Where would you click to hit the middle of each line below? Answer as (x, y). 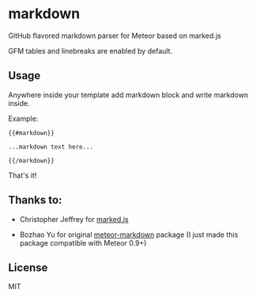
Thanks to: (35, 200)
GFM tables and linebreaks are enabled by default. (90, 51)
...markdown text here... (51, 147)
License (28, 267)
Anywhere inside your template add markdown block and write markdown (128, 95)
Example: (23, 118)
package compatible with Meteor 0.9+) (83, 242)
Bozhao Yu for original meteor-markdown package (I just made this (129, 235)
